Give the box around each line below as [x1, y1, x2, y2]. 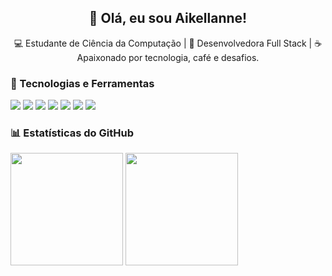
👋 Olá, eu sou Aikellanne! [88, 10, 248, 27]
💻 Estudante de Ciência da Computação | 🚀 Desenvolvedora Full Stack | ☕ [13, 37, 323, 49]
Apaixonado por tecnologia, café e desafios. [76, 51, 260, 63]
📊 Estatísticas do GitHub [10, 126, 134, 140]
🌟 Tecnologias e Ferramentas [10, 76, 155, 90]
